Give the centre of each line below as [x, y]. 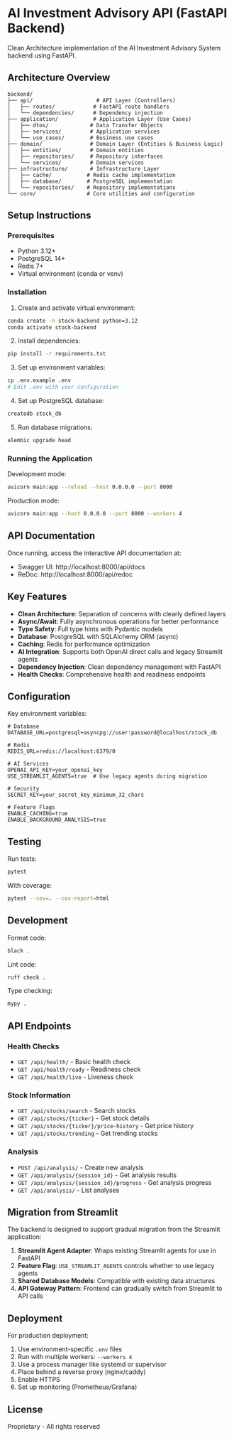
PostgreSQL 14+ [41, 259]
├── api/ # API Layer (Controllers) [91, 100]
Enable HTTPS [39, 1380]
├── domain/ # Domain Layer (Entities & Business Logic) [115, 144]
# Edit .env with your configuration [63, 387]
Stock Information [39, 1095]
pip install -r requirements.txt [57, 354]
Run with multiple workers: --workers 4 [75, 1357]
